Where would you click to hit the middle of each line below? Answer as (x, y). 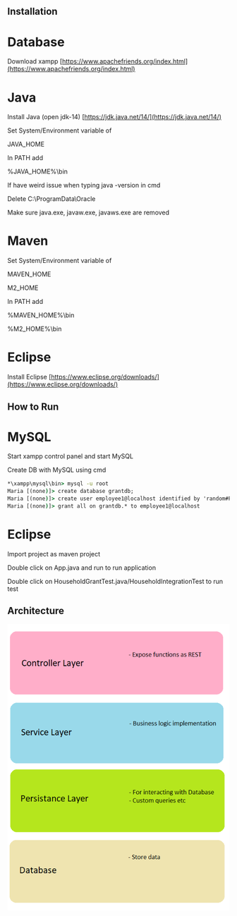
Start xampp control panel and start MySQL (71, 456)
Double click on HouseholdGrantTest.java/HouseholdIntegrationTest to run (115, 581)
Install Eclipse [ (29, 377)
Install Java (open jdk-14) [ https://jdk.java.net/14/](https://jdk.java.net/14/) (115, 117)
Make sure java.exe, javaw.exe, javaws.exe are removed (89, 213)
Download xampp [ (35, 61)
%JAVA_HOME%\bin (38, 171)
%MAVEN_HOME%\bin (41, 315)
